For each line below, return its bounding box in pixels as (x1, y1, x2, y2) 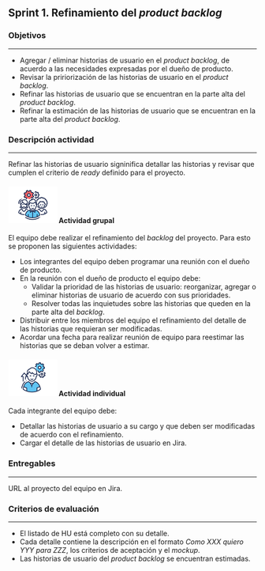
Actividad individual (58, 388, 126, 398)
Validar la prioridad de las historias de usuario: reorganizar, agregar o (31, 282, 256, 292)
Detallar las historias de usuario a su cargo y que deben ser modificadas (19, 422, 256, 431)
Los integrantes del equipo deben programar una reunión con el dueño (19, 257, 250, 267)
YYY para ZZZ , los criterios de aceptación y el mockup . (19, 545, 200, 554)
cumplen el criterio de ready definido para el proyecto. (8, 168, 186, 177)
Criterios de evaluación (8, 503, 100, 514)
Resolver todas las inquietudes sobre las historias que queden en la (31, 299, 251, 308)
